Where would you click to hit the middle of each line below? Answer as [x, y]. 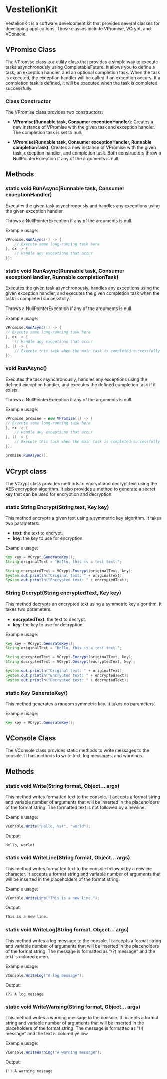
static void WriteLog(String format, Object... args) [67, 930]
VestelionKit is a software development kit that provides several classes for [83, 23]
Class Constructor [28, 101]
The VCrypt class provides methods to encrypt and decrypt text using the [81, 483]
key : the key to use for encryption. [48, 538]
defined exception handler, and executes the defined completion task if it [81, 384]
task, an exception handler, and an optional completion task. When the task [83, 72]
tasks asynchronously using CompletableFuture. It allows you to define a [80, 67]
